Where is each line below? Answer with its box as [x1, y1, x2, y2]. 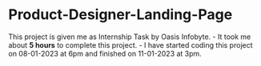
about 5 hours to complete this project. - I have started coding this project [8, 40, 254, 49]
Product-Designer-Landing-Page [8, 6, 233, 24]
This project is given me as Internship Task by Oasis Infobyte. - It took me [8, 32, 251, 41]
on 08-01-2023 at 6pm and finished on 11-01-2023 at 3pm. [8, 49, 202, 58]
